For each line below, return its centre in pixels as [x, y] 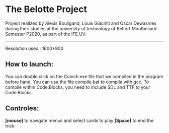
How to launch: [29, 64]
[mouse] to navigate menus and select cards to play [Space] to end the [79, 120]
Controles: [22, 109]
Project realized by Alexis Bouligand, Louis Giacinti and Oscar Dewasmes [81, 23]
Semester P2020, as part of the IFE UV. [46, 34]
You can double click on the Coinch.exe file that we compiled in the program [84, 76]
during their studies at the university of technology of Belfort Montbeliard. [82, 28]
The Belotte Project [46, 9]
